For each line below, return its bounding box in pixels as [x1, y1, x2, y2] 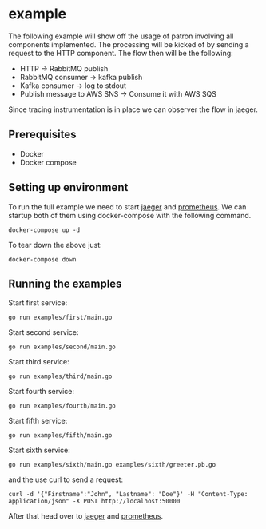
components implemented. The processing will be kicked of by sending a [8, 39, 249, 49]
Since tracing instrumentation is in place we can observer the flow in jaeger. [8, 105, 258, 114]
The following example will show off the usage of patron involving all [8, 31, 234, 41]
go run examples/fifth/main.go [8, 432, 113, 440]
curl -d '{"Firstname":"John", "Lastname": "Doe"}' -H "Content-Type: [8, 491, 248, 499]
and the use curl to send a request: [8, 475, 124, 484]
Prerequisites [8, 128, 77, 141]
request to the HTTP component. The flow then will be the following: [8, 48, 233, 58]
